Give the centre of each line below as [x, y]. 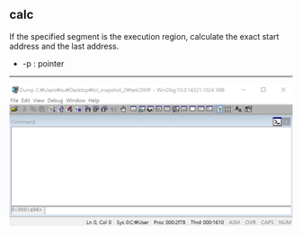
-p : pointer [43, 63]
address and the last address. [64, 46]
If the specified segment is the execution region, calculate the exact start [144, 36]
